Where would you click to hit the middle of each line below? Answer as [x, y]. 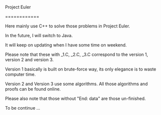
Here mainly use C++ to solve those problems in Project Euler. [68, 26]
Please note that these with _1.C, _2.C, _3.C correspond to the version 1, [77, 54]
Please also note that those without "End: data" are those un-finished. [75, 98]
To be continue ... [23, 108]
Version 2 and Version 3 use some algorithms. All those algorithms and [76, 84]
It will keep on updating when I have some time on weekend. [66, 45]
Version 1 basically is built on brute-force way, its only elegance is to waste [81, 69]
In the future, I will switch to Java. [39, 35]
